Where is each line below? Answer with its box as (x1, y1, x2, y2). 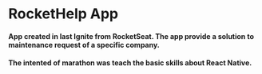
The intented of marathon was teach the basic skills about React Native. (8, 58, 252, 68)
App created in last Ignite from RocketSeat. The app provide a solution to (8, 31, 254, 41)
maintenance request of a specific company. (8, 40, 160, 49)
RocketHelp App (8, 5, 118, 23)
